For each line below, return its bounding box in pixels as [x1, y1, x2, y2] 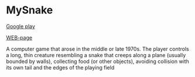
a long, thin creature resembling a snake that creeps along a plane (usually [6, 51, 186, 58]
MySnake [6, 3, 53, 17]
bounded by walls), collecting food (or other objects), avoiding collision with [6, 58, 189, 65]
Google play [6, 23, 35, 30]
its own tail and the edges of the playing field [6, 64, 115, 71]
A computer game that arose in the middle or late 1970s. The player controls [6, 45, 189, 52]
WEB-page [6, 34, 33, 41]
